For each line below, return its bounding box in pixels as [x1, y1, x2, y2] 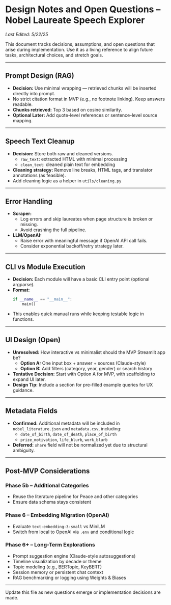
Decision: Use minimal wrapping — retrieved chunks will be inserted [12, 85, 157, 91]
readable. [12, 101, 33, 107]
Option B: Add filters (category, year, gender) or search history [20, 365, 153, 371]
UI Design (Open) [5, 336, 61, 344]
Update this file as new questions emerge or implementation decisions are [5, 589, 161, 595]
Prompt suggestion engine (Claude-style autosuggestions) [12, 553, 136, 559]
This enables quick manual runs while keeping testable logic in [12, 311, 144, 317]
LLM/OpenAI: [12, 232, 42, 238]
